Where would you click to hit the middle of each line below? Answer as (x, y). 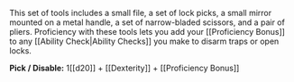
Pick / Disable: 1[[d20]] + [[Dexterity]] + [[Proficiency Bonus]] (124, 68)
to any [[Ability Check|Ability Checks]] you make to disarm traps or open (144, 41)
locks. (20, 51)
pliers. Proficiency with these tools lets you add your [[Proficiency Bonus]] (147, 32)
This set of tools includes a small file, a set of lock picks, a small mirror (141, 13)
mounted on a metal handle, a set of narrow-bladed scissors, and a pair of (147, 22)
